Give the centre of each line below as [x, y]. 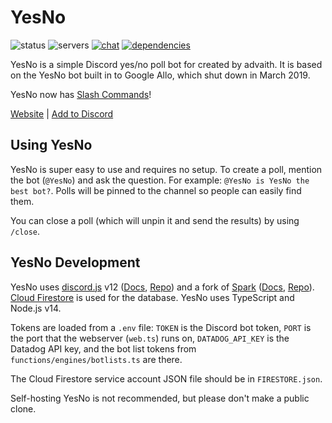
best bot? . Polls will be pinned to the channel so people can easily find [156, 190]
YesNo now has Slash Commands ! [81, 94]
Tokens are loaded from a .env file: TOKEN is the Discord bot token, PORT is [161, 327]
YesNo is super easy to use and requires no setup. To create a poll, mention [166, 169]
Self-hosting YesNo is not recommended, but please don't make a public [160, 398]
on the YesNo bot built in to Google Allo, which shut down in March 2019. [160, 75]
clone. [23, 408]
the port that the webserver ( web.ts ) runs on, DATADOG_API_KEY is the [150, 338]
